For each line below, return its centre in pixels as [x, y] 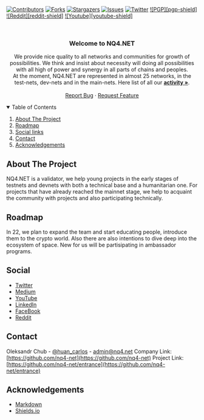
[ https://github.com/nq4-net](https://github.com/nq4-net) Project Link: [95, 358]
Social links [29, 132]
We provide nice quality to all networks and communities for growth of [102, 57]
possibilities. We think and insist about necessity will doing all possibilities [102, 63]
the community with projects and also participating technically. [85, 198]
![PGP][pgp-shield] [173, 9]
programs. [19, 251]
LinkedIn [26, 304]
